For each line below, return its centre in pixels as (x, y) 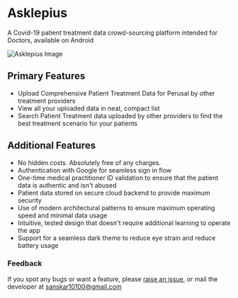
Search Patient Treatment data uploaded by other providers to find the (120, 115)
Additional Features (52, 145)
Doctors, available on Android (51, 40)
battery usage (38, 245)
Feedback (25, 263)
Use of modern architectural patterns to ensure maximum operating (116, 207)
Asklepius (38, 13)
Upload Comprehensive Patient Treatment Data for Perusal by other (116, 93)
